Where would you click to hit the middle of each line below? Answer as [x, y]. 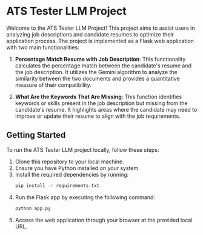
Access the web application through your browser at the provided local [104, 220]
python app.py [33, 208]
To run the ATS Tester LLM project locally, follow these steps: [83, 149]
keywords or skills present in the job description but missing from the [101, 103]
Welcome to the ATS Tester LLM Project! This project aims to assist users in [101, 28]
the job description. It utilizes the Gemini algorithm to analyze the [96, 72]
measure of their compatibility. [53, 85]
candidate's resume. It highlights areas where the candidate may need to [106, 109]
